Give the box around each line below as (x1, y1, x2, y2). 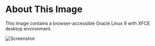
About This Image (5, 4, 83, 15)
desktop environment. (5, 25, 52, 31)
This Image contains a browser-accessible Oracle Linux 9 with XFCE (5, 20, 150, 26)
